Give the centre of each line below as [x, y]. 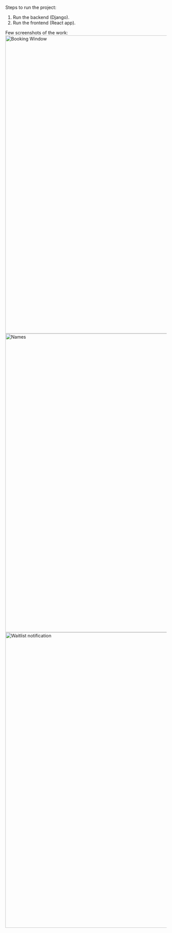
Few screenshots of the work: [37, 33]
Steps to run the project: [31, 7]
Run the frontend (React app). [44, 23]
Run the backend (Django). [41, 17]
